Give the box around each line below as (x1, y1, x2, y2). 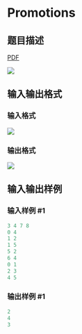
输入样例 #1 (7, 206, 45, 215)
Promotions (7, 5, 76, 21)
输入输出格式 (7, 89, 63, 100)
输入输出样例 (7, 183, 63, 195)
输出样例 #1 (7, 291, 45, 301)
